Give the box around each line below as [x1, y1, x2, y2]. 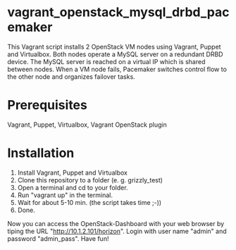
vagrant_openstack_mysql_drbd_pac [7, 4, 230, 20]
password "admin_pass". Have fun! [7, 234, 109, 243]
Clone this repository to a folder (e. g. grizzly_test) [17, 175, 163, 184]
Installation [7, 145, 75, 161]
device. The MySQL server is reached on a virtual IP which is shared [7, 57, 206, 65]
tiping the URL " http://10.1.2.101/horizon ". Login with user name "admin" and [7, 227, 227, 235]
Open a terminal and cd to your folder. [17, 183, 128, 192]
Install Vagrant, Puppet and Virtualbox [17, 168, 128, 177]
